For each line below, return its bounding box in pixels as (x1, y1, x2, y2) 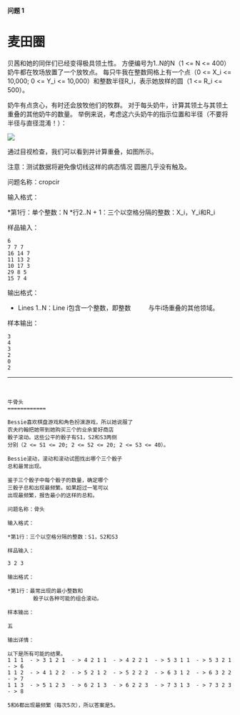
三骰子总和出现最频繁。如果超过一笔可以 (7, 484, 109, 491)
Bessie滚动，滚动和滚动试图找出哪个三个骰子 (7, 455, 123, 462)
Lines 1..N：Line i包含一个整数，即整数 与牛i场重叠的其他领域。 (17, 303, 219, 312)
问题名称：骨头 (7, 506, 45, 513)
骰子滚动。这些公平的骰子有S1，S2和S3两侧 (7, 434, 118, 441)
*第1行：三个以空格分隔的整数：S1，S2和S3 (7, 533, 119, 541)
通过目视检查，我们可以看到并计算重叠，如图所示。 (7, 147, 158, 156)
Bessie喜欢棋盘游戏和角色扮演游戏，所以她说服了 (7, 419, 134, 426)
